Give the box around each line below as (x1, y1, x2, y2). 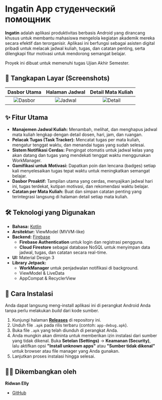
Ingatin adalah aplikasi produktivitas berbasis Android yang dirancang (5, 30, 146, 36)
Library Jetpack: (12, 260, 47, 266)
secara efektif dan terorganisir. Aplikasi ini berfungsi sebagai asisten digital (5, 40, 155, 46)
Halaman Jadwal (46, 89, 86, 95)
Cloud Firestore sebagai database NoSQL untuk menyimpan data (19, 245, 150, 250)
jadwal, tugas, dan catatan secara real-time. (19, 249, 108, 255)
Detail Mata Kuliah (90, 89, 133, 95)
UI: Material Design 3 (12, 255, 55, 261)
